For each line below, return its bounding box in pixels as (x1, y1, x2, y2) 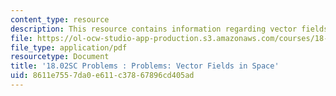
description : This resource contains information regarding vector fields (10, 24, 329, 34)
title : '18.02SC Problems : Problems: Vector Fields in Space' (10, 61, 280, 71)
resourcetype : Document (10, 52, 110, 62)
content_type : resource (10, 14, 110, 25)
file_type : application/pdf (10, 42, 128, 53)
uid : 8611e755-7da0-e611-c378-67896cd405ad (10, 71, 195, 81)
